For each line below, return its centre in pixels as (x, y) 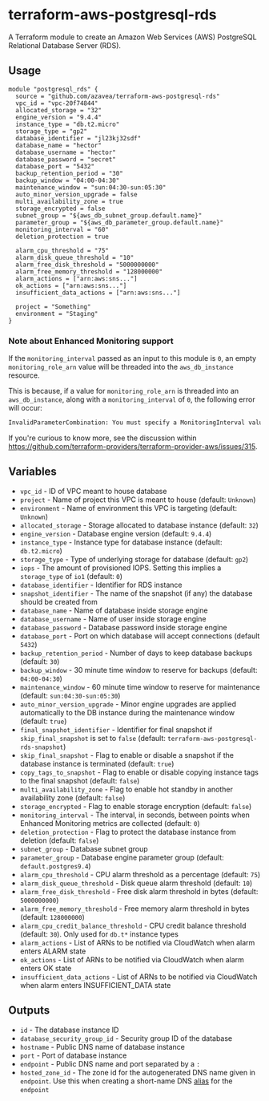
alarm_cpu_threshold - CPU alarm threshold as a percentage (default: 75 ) (140, 874)
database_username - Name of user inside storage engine (113, 618)
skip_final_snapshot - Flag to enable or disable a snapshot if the (127, 755)
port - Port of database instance (73, 1055)
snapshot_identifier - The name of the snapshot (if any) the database (136, 593)
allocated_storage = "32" (59, 110)
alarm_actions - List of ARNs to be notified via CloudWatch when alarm (137, 942)
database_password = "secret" (66, 159)
